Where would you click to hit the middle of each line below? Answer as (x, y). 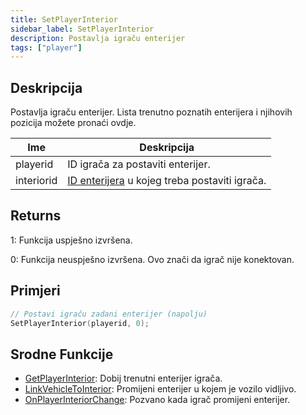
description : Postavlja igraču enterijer (98, 38)
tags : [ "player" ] (46, 47)
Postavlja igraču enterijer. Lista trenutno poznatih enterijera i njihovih (151, 112)
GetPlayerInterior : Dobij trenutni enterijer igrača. (123, 378)
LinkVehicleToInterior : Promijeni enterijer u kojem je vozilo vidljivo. (160, 389)
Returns (36, 216)
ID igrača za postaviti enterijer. (139, 164)
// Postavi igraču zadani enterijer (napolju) (109, 314)
